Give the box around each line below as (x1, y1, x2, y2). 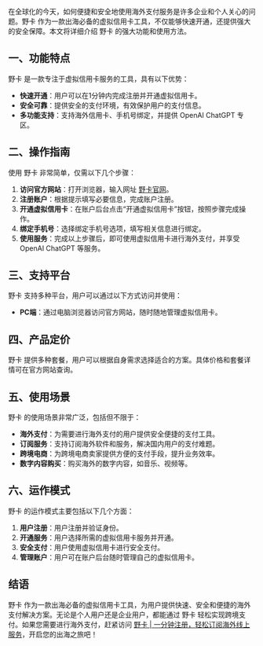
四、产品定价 (8, 332, 71, 346)
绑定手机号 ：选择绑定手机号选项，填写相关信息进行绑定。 (19, 223, 206, 233)
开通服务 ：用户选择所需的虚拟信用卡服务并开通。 (19, 533, 178, 542)
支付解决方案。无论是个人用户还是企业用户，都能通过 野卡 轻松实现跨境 (8, 610, 239, 619)
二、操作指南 (8, 145, 71, 159)
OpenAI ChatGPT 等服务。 (19, 243, 105, 253)
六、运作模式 (8, 484, 71, 497)
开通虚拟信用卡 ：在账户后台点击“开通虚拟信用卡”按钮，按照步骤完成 (19, 204, 239, 214)
